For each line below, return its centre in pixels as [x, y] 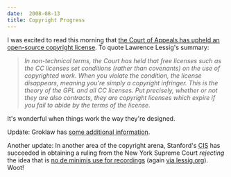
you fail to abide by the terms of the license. [87, 105]
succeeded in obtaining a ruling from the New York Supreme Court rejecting [116, 153]
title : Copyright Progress [46, 20]
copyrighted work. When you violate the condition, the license [113, 75]
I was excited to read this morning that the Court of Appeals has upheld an [113, 40]
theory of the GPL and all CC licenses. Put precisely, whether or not [121, 90]
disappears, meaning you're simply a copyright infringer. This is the [121, 83]
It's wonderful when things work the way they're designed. [91, 118]
